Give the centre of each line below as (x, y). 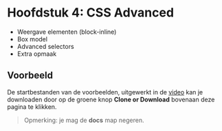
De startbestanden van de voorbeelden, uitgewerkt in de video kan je (105, 92)
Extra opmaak (37, 54)
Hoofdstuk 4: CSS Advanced (90, 13)
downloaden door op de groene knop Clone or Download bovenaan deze (111, 99)
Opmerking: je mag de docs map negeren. (84, 120)
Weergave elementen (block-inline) (67, 32)
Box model (32, 39)
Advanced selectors (45, 46)
